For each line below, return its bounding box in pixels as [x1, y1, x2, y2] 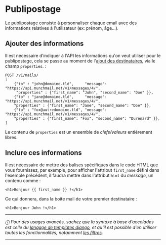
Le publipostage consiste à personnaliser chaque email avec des [5, 20, 137, 26]
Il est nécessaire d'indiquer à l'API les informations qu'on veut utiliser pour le [5, 52, 161, 58]
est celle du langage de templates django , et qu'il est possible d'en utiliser [5, 224, 157, 230]
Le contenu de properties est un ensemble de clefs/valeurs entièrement [5, 129, 152, 135]
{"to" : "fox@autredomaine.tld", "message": [14, 107, 107, 112]
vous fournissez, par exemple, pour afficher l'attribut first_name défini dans [5, 167, 160, 173]
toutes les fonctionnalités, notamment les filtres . [5, 229, 103, 236]
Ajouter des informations [5, 40, 84, 48]
